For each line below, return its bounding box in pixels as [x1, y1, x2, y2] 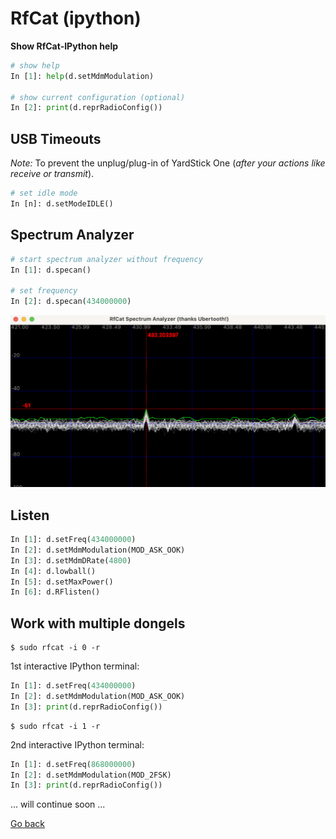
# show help [10, 60, 60, 71]
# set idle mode [10, 188, 78, 199]
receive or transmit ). [10, 168, 95, 180]
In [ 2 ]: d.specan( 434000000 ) [10, 297, 132, 307]
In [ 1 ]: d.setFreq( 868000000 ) [10, 759, 137, 769]
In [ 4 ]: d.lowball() [10, 566, 97, 576]
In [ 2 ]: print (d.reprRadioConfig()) [10, 103, 163, 113]
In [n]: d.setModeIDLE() [10, 199, 114, 209]
